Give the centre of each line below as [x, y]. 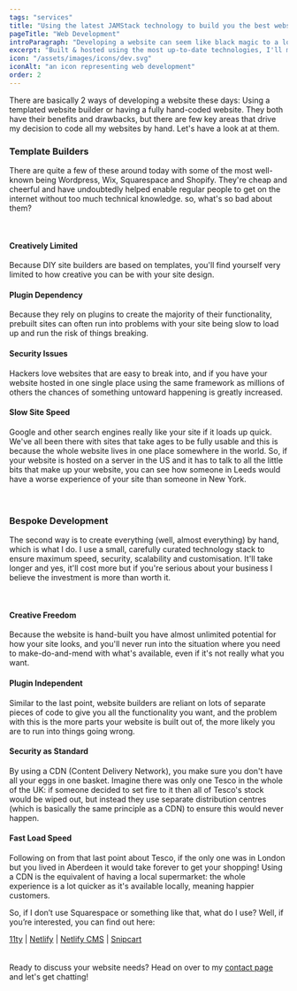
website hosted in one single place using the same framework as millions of [147, 382]
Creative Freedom [43, 615]
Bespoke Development [59, 520]
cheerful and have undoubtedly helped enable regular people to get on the [145, 189]
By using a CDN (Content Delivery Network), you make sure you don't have [146, 771]
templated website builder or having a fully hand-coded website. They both [146, 109]
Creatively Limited [43, 245]
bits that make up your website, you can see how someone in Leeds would [145, 469]
